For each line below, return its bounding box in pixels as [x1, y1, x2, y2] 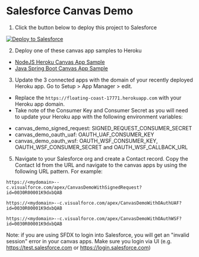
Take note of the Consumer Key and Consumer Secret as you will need [14, 106, 188, 114]
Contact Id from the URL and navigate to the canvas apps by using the [14, 161, 187, 168]
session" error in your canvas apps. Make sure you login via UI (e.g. [6, 237, 172, 245]
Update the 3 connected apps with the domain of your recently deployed [14, 76, 193, 83]
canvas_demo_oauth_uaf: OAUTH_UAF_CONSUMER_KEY [14, 131, 154, 138]
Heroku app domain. [14, 100, 65, 108]
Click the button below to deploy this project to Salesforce [14, 24, 157, 31]
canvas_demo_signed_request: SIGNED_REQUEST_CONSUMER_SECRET [14, 124, 192, 131]
